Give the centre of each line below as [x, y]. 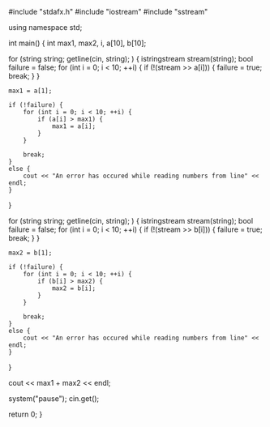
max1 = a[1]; [30, 91]
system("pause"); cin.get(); [54, 399]
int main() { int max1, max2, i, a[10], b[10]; [77, 43]
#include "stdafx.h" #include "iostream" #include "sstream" [108, 12]
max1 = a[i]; [73, 126]
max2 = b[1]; [30, 253]
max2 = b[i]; [73, 288]
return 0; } [26, 414]
